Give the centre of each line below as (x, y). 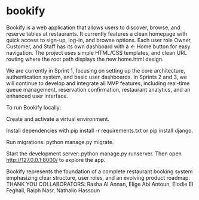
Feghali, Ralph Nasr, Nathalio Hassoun (53, 190)
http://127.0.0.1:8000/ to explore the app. (56, 160)
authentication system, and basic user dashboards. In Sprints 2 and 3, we (97, 77)
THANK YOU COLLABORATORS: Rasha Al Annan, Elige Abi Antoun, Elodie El (100, 184)
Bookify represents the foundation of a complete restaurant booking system (99, 171)
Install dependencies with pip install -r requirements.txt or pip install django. (100, 130)
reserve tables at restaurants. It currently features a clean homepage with (97, 33)
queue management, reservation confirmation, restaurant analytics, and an (98, 89)
